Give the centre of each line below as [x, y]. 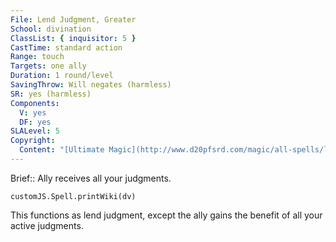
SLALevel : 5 [35, 131]
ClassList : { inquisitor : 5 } [73, 38]
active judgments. [47, 225]
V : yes [33, 112]
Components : [35, 103]
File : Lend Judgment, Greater [73, 19]
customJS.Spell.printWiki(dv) [73, 196]
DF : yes [35, 122]
